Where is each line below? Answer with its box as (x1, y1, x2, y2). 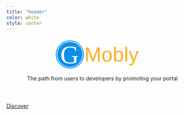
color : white (6, 15, 40, 21)
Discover (6, 102, 29, 110)
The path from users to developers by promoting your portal (27, 74, 178, 82)
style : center (6, 20, 43, 26)
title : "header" (6, 8, 48, 15)
